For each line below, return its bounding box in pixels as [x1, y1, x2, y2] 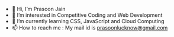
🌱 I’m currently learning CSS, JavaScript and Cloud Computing [11, 18, 165, 24]
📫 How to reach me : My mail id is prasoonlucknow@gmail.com [11, 24, 168, 31]
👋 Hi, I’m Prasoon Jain [11, 6, 66, 12]
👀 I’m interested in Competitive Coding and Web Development [11, 12, 163, 18]
